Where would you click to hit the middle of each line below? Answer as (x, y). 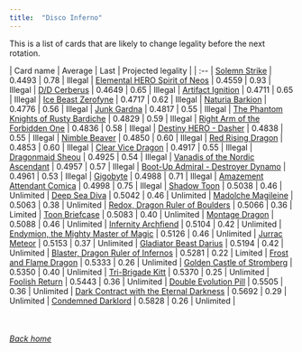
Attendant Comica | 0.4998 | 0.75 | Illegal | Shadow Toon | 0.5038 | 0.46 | (146, 185)
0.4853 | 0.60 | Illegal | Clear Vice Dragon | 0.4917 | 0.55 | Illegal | (131, 147)
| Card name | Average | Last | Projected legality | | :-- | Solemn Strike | (141, 70)
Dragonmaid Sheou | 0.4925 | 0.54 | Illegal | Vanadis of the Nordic (132, 157)
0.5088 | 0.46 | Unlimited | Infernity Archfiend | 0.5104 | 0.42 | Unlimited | (146, 224)
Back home (31, 338)
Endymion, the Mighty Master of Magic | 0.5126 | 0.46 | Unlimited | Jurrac (146, 233)
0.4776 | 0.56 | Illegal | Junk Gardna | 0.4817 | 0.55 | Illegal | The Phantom (146, 108)
